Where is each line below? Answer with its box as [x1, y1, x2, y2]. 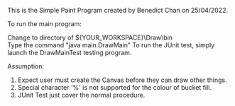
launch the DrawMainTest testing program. [7, 49, 132, 57]
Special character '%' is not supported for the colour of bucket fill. [17, 83, 212, 91]
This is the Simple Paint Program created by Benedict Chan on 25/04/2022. [7, 6, 229, 14]
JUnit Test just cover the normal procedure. [17, 91, 146, 99]
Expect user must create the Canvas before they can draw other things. [17, 76, 227, 84]
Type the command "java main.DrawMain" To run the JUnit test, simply [7, 41, 215, 49]
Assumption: [7, 62, 45, 70]
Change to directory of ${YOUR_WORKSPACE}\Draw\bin [7, 33, 173, 42]
